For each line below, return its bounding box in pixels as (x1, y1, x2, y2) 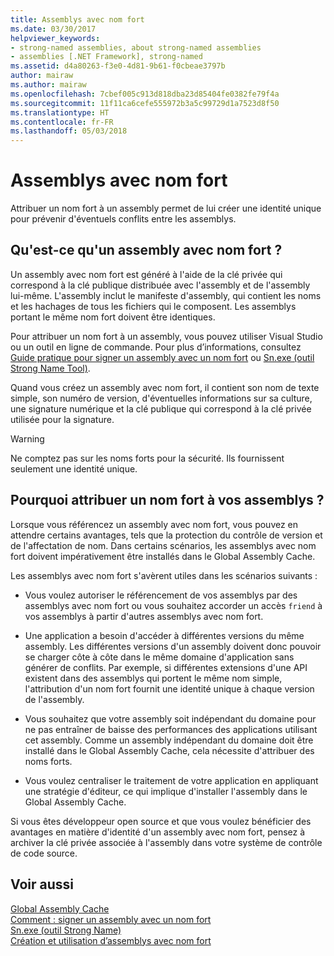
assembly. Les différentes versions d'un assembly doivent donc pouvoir (24, 640, 322, 652)
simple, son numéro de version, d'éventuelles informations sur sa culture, (10, 392, 313, 404)
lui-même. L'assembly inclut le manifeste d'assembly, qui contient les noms (10, 289, 322, 301)
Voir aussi (10, 876, 74, 893)
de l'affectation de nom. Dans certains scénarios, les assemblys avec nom (10, 539, 317, 551)
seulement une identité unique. (10, 462, 138, 475)
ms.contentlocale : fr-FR (10, 117, 114, 127)
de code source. (10, 847, 78, 859)
